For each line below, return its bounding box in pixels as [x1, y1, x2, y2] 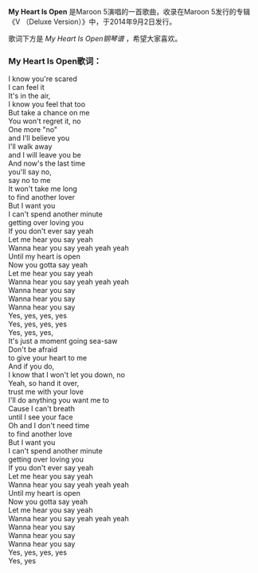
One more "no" [8, 125, 58, 134]
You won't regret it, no [8, 116, 81, 126]
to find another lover [8, 193, 76, 202]
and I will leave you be [8, 150, 81, 160]
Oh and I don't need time [8, 421, 90, 431]
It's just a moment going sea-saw [8, 337, 118, 346]
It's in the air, [8, 91, 51, 101]
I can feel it [8, 83, 45, 92]
